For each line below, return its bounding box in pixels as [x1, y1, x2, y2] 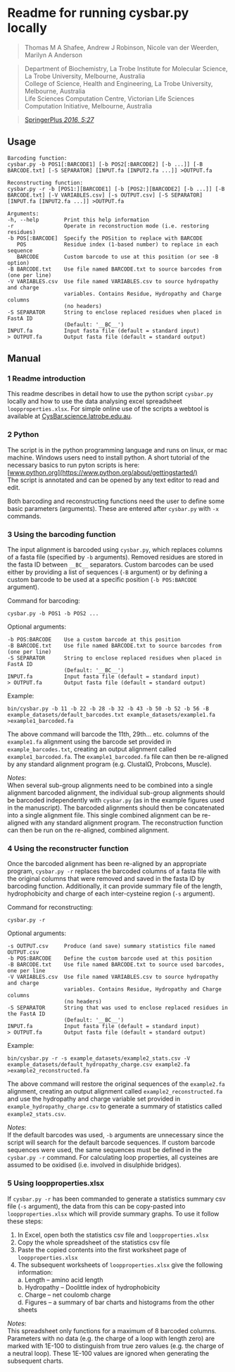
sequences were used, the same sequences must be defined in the [7, 1146, 203, 1154]
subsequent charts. [7, 1356, 64, 1365]
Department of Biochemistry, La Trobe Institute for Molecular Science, [24, 64, 228, 73]
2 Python [7, 430, 39, 440]
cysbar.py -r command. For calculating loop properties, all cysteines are [7, 1154, 219, 1162]
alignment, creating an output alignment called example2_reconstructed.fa [7, 1087, 223, 1096]
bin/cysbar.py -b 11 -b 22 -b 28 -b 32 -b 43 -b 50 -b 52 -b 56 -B [7, 705, 210, 712]
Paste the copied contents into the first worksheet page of [17, 1245, 187, 1254]
